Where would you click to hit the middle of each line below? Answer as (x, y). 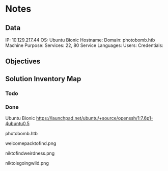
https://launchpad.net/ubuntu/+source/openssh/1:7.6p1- (95, 118)
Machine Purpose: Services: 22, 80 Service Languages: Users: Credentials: (85, 45)
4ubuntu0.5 (17, 124)
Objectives (23, 62)
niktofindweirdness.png (30, 153)
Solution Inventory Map (43, 79)
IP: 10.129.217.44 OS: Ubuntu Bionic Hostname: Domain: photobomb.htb (80, 40)
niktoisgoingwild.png (27, 163)
